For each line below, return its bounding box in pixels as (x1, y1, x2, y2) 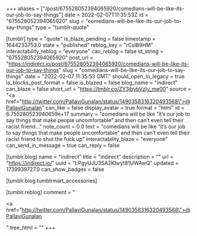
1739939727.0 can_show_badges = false (6, 166, 105, 173)
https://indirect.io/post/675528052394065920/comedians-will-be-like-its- (8, 60, 189, 67)
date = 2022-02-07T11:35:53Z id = (64, 11, 149, 18)
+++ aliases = (6, 5, 40, 12)
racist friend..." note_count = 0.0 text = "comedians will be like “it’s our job (6, 123, 186, 130)
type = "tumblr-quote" (35, 24, 89, 31)
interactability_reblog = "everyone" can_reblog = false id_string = (6, 48, 163, 55)
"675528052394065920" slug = (6, 18, 85, 24)
